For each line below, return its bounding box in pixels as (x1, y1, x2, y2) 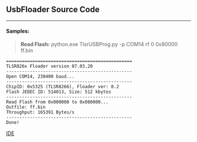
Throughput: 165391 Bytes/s (6, 109, 75, 116)
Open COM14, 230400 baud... (6, 74, 75, 79)
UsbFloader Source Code (6, 5, 100, 15)
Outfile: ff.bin (6, 105, 46, 110)
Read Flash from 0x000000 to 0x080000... (6, 99, 109, 105)
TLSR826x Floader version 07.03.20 (6, 64, 93, 70)
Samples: (6, 27, 30, 34)
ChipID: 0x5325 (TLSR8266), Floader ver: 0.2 (6, 84, 119, 90)
